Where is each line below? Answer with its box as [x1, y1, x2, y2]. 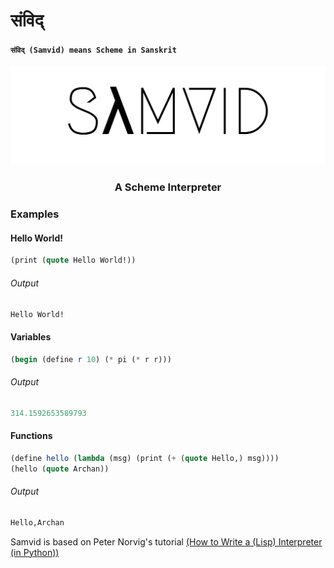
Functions [10, 430, 53, 442]
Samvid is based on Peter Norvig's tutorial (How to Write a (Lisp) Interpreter [10, 535, 323, 548]
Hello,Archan [10, 517, 65, 528]
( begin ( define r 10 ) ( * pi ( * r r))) [10, 354, 172, 364]
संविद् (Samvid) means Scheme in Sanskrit [10, 45, 177, 55]
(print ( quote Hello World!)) [10, 255, 137, 266]
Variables [10, 330, 52, 343]
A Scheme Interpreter [114, 180, 222, 194]
